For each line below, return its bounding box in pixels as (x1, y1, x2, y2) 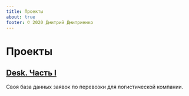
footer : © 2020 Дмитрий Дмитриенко (6, 19, 94, 25)
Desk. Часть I (6, 68, 57, 78)
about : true (6, 14, 35, 20)
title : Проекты (6, 8, 44, 15)
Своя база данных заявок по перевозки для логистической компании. (6, 83, 184, 91)
